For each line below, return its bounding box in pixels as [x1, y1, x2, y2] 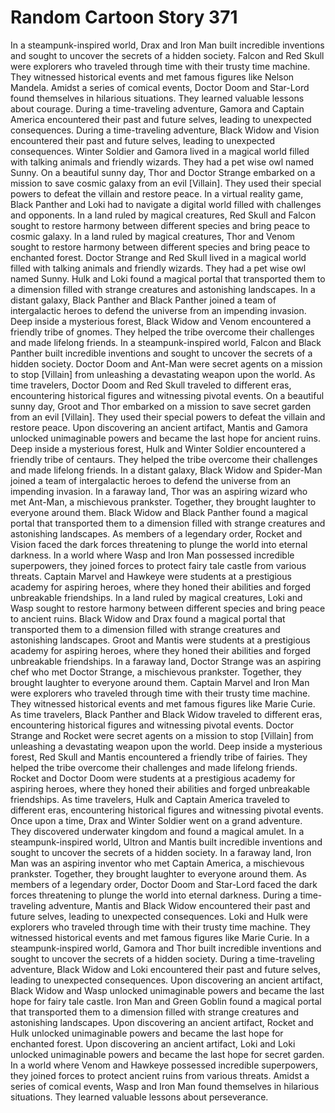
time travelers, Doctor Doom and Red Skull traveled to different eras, [10, 379, 292, 391]
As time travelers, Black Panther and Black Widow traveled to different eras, [10, 708, 323, 720]
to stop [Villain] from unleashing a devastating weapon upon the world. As [10, 368, 316, 380]
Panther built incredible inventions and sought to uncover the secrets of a [10, 347, 313, 359]
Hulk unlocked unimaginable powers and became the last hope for [10, 1027, 284, 1039]
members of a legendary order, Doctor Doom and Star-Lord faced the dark [10, 878, 318, 890]
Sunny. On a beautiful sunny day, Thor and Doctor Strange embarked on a [10, 166, 316, 178]
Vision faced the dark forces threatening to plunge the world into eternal [10, 538, 308, 550]
